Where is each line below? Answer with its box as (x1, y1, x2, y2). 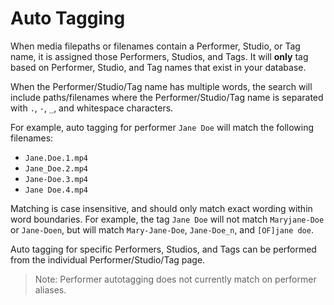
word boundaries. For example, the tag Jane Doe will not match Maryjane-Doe (10, 213, 325, 225)
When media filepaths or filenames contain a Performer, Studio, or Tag (10, 40, 301, 52)
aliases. (34, 283, 67, 296)
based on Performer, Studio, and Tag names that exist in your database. (10, 61, 307, 73)
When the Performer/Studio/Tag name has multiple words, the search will (10, 80, 313, 92)
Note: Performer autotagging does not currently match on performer (34, 273, 317, 285)
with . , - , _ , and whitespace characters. (10, 102, 174, 114)
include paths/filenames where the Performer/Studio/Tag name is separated (10, 91, 324, 103)
